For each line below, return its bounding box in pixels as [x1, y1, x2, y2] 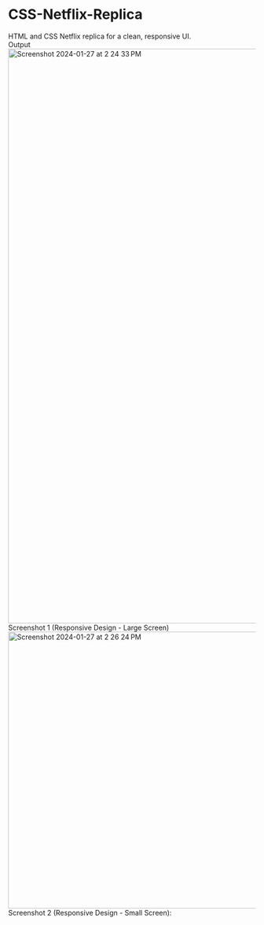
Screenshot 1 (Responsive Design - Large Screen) [8, 623, 170, 632]
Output [8, 39, 31, 49]
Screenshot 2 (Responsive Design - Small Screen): [8, 908, 172, 917]
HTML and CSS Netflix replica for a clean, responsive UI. [8, 31, 192, 41]
